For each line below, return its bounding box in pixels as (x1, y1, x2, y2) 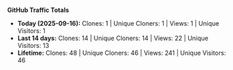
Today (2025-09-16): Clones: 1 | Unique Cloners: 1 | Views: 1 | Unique (17, 19, 220, 27)
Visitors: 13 (17, 42, 50, 49)
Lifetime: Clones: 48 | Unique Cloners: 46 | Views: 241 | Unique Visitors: (17, 49, 226, 57)
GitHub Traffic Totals (7, 6, 69, 14)
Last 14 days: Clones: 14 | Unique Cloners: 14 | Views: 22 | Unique (17, 34, 209, 42)
